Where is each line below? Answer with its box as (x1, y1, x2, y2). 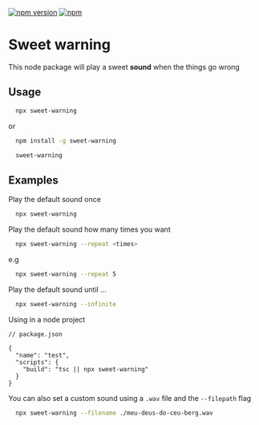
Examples (8, 173, 59, 187)
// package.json (8, 330, 63, 338)
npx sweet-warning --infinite (15, 300, 116, 308)
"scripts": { (15, 358, 59, 366)
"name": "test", (15, 351, 70, 359)
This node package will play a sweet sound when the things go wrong (8, 62, 241, 71)
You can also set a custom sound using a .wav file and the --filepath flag (8, 393, 252, 403)
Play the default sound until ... (8, 285, 107, 294)
